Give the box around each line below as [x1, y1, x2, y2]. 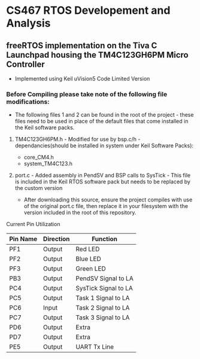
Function [92, 235, 118, 244]
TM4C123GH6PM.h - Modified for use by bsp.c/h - [14, 136, 141, 143]
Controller [6, 59, 45, 69]
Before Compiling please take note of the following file [6, 90, 168, 98]
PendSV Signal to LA [75, 274, 134, 283]
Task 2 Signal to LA [75, 304, 130, 312]
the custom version [14, 185, 63, 192]
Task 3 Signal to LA [75, 313, 130, 322]
